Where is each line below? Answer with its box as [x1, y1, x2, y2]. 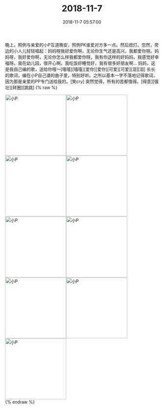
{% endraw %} [5, 399, 35, 405]
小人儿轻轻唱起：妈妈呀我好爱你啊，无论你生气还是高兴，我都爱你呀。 [13, 48, 155, 54]
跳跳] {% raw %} [24, 84, 58, 90]
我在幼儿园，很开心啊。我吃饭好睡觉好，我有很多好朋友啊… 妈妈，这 [18, 60, 156, 66]
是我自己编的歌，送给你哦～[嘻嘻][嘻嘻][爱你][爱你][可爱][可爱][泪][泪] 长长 [5, 66, 155, 72]
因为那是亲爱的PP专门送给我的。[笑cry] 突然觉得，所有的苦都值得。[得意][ [5, 78, 155, 84]
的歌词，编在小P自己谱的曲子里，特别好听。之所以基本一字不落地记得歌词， [5, 72, 158, 78]
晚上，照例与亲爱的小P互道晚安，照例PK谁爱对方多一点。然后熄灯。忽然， [5, 42, 155, 48]
